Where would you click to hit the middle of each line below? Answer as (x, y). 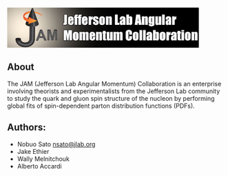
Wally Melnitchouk (43, 159)
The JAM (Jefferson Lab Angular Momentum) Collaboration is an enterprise (114, 84)
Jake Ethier (33, 151)
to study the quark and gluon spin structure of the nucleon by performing (111, 98)
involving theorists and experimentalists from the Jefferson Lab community (114, 91)
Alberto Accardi (39, 166)
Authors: (27, 127)
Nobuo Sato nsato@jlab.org (56, 144)
